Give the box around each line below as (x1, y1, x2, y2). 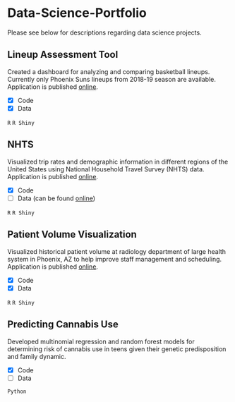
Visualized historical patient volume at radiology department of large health (7, 247, 227, 255)
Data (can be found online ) (17, 194, 96, 202)
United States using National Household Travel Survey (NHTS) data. (7, 164, 205, 173)
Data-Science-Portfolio (7, 5, 147, 21)
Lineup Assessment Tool (7, 49, 119, 61)
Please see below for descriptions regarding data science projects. (7, 28, 203, 37)
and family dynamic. (7, 352, 66, 360)
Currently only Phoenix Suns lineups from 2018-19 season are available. (7, 75, 217, 83)
